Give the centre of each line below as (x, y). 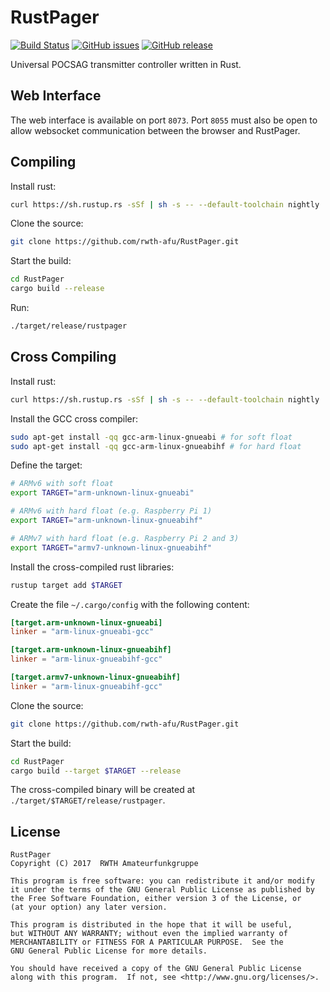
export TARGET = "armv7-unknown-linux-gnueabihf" (111, 547)
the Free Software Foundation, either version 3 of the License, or (156, 899)
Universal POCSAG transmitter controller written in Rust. (126, 64)
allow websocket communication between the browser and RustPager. (155, 130)
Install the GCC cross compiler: (74, 418)
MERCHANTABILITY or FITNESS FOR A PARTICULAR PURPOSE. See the (147, 942)
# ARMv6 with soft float (62, 484)
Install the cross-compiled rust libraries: (92, 567)
